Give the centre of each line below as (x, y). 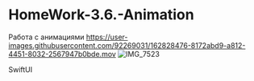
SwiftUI (21, 69)
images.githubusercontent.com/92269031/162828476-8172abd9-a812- (127, 45)
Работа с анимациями (46, 37)
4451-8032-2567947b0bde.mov (62, 54)
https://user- (107, 37)
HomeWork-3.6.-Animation (102, 15)
